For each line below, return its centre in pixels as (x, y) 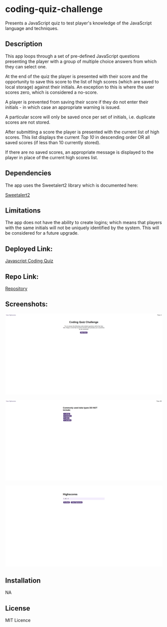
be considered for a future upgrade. (42, 233)
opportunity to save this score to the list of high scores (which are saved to (82, 81)
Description (24, 44)
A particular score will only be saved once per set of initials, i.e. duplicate (80, 117)
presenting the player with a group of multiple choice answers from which (81, 61)
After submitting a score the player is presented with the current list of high (82, 132)
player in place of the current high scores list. (52, 157)
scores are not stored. (28, 122)
